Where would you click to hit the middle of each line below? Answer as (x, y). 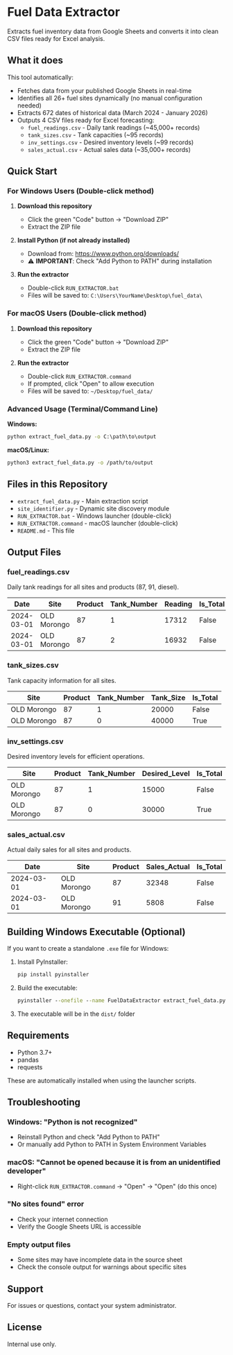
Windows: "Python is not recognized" (72, 1122)
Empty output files (39, 1244)
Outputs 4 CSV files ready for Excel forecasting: (86, 120)
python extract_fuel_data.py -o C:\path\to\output (82, 437)
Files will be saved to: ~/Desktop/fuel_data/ (90, 391)
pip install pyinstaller (53, 974)
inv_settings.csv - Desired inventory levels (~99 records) (111, 142)
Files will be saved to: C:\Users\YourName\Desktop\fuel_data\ (115, 295)
